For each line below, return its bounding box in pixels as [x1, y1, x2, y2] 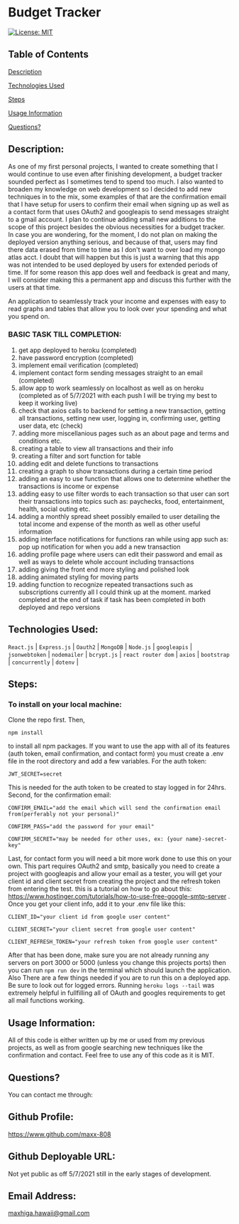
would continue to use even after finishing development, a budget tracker [8, 169, 223, 178]
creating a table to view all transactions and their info [18, 444, 174, 453]
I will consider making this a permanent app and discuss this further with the [8, 275, 231, 284]
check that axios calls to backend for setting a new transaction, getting [18, 406, 226, 415]
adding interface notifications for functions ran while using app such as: [18, 534, 229, 543]
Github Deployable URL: [8, 1151, 116, 1163]
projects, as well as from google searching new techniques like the [8, 1043, 203, 1052]
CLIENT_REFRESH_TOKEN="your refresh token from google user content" [8, 939, 218, 946]
